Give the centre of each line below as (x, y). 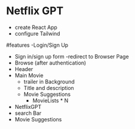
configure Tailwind (37, 33)
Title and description (49, 88)
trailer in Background (49, 82)
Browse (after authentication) (50, 63)
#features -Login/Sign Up (37, 45)
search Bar (28, 113)
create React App (36, 27)
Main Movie (29, 75)
